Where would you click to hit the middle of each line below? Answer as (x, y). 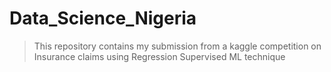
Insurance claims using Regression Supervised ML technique (159, 56)
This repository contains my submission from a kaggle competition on (177, 46)
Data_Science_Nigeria (103, 18)
